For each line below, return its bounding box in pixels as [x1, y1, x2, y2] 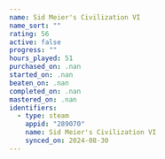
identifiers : [9, 103, 58, 112]
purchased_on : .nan [9, 63, 82, 72]
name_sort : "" [9, 21, 62, 30]
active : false [9, 37, 62, 47]
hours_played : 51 [9, 54, 74, 63]
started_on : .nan [9, 71, 74, 79]
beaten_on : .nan [9, 79, 69, 87]
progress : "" [9, 46, 58, 55]
